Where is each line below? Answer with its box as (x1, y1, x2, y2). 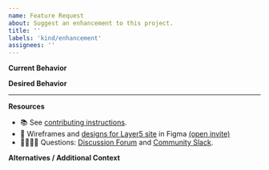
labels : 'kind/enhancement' (8, 34, 102, 42)
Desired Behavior (8, 79, 67, 89)
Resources (8, 101, 46, 112)
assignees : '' (8, 42, 56, 49)
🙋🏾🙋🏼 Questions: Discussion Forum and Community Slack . (19, 137, 214, 148)
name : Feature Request (8, 11, 84, 20)
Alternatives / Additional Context (8, 153, 120, 163)
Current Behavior (8, 63, 67, 73)
